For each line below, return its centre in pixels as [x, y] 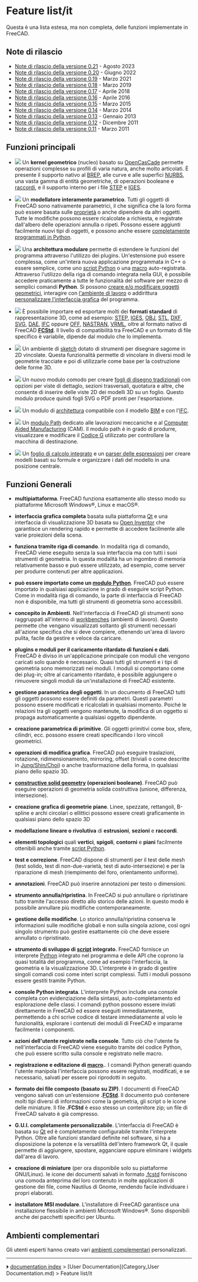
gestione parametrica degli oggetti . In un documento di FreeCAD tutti [100, 692]
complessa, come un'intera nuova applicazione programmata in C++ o [100, 262]
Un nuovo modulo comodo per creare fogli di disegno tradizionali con [106, 379]
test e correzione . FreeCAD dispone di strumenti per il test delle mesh [100, 860]
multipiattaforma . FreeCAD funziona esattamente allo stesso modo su [100, 498]
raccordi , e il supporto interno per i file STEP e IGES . [78, 187]
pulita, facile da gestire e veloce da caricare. [68, 638]
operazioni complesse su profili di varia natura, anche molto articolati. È [101, 168]
